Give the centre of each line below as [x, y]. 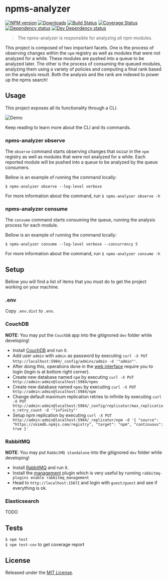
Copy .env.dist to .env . [30, 311]
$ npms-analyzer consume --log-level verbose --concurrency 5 [71, 244]
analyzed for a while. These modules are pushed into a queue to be [75, 58]
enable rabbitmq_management [60, 478]
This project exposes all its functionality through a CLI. [61, 108]
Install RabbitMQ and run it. [41, 468]
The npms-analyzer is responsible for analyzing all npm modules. [85, 38]
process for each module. [32, 225]
